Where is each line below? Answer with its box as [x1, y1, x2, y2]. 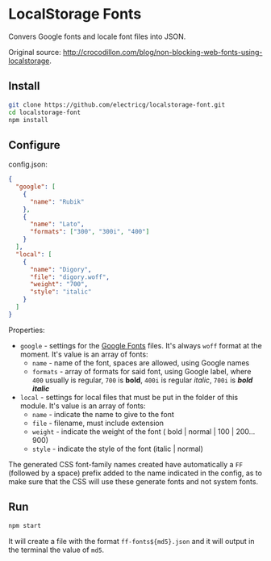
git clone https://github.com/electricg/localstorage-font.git [8, 100, 226, 109]
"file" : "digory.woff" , [29, 272, 110, 281]
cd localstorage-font [8, 108, 81, 116]
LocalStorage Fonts [8, 5, 142, 23]
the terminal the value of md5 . [8, 545, 105, 555]
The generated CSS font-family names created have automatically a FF [8, 459, 244, 469]
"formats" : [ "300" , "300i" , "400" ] [29, 228, 150, 236]
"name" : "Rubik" [29, 197, 85, 206]
